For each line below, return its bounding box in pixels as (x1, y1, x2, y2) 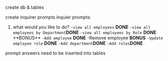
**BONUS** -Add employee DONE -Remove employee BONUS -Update (12, 35, 163, 41)
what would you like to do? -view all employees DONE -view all (12, 24, 151, 30)
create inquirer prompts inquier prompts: (5, 14, 91, 20)
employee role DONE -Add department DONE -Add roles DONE (12, 40, 143, 46)
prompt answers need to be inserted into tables (5, 50, 106, 56)
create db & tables (5, 5, 44, 10)
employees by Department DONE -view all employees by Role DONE (12, 29, 157, 35)
